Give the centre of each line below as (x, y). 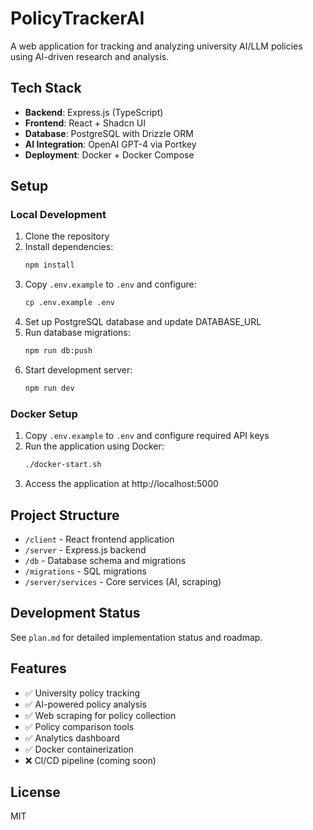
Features (38, 668)
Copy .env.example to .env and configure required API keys (147, 436)
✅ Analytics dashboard (72, 738)
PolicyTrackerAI (77, 18)
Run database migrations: (77, 333)
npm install (49, 265)
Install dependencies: (69, 247)
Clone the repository (67, 236)
